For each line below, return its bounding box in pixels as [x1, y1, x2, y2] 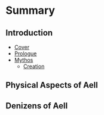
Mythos [14, 57, 33, 63]
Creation [23, 63, 45, 70]
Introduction [5, 28, 53, 38]
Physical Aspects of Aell [5, 80, 98, 90]
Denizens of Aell [5, 101, 68, 111]
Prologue [14, 50, 37, 57]
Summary [5, 4, 55, 17]
